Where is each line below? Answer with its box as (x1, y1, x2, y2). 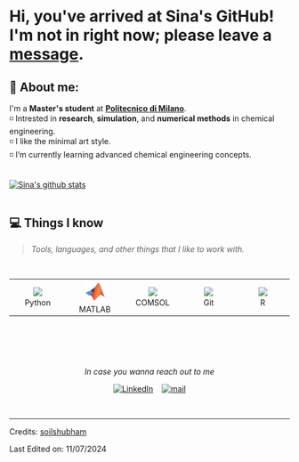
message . (9, 45, 85, 64)
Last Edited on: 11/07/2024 (9, 443, 107, 455)
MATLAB (78, 304, 111, 314)
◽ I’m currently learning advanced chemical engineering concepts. (9, 150, 252, 159)
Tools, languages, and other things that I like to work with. (30, 243, 245, 255)
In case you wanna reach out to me (84, 367, 215, 377)
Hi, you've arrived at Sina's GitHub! (9, 6, 275, 27)
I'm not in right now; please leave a (9, 25, 272, 45)
